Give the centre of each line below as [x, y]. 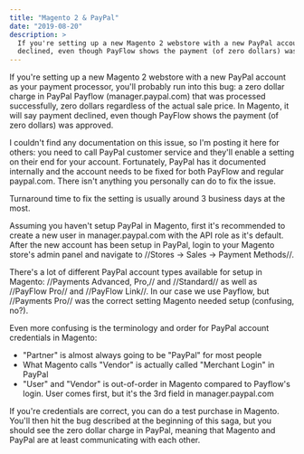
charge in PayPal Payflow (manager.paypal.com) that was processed [138, 97]
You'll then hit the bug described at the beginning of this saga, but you [141, 421]
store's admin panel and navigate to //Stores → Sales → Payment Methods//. [152, 255]
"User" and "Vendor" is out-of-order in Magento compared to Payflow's [157, 384]
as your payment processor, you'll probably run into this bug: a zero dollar [147, 87]
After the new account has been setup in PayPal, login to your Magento [142, 245]
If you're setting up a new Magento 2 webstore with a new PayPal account [148, 77]
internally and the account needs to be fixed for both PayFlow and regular [147, 172]
